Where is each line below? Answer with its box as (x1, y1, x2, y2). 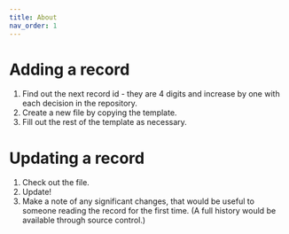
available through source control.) (21, 214, 146, 226)
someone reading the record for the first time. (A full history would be (21, 206, 277, 216)
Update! (21, 187, 51, 198)
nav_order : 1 (9, 21, 58, 30)
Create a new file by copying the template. (21, 107, 177, 118)
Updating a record (9, 148, 144, 168)
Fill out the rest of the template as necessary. (21, 117, 188, 128)
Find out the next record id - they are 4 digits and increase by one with (21, 89, 281, 99)
